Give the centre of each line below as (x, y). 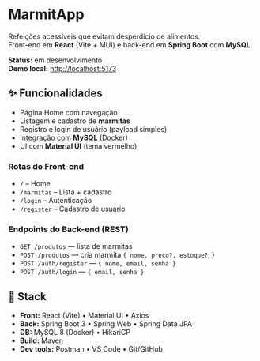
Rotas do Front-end (46, 166)
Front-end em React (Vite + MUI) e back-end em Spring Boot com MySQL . (130, 44)
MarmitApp (46, 15)
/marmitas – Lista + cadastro (66, 192)
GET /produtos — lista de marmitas (76, 246)
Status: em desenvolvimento (55, 60)
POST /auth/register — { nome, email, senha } (98, 263)
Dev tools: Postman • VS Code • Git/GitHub (91, 349)
